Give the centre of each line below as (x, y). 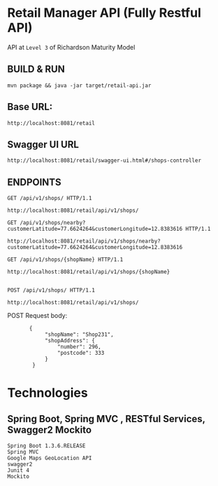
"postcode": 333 (81, 353)
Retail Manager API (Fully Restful (104, 13)
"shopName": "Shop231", (79, 335)
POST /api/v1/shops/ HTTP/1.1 (51, 290)
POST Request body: (37, 316)
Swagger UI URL (43, 144)
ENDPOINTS (34, 182)
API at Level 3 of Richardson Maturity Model (71, 47)
